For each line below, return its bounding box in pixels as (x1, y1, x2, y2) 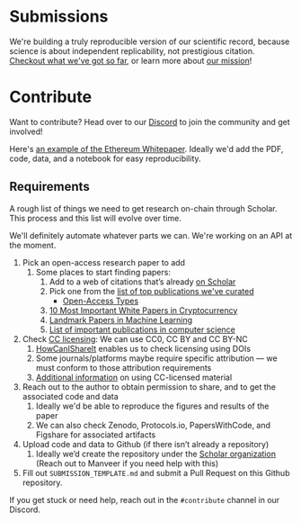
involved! (9, 126, 43, 137)
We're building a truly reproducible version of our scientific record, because (9, 36, 290, 47)
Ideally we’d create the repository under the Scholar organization (35, 448, 277, 459)
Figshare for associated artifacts (35, 429, 156, 440)
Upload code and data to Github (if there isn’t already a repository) (22, 438, 270, 449)
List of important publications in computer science (49, 324, 235, 335)
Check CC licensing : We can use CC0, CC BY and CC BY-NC (22, 333, 249, 344)
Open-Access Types (62, 295, 139, 306)
